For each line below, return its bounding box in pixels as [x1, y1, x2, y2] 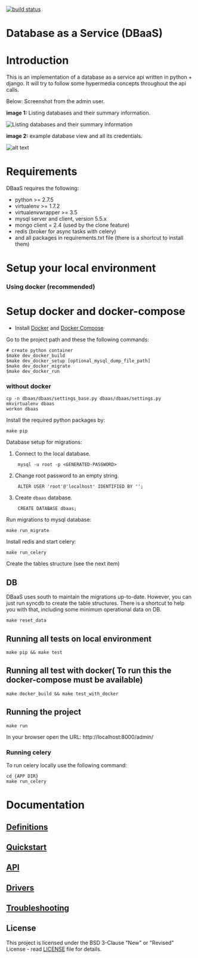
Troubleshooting [6, 903, 70, 913]
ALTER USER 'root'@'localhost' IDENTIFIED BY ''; [17, 484, 144, 490]
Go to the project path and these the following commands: [6, 336, 149, 343]
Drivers [6, 883, 35, 893]
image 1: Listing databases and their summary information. [6, 109, 151, 116]
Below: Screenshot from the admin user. [6, 98, 105, 105]
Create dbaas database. [14, 494, 73, 501]
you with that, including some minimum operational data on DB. [6, 606, 162, 613]
